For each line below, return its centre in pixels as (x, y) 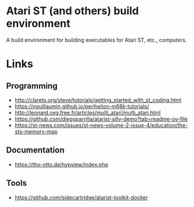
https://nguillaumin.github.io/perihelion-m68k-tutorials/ (82, 106)
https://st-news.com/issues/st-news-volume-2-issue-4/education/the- (101, 125)
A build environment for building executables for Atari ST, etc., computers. (97, 40)
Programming (32, 86)
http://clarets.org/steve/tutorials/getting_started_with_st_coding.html (98, 100)
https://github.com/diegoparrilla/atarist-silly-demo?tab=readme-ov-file (101, 119)
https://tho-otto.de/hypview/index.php (61, 164)
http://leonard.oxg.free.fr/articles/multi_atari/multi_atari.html (88, 112)
